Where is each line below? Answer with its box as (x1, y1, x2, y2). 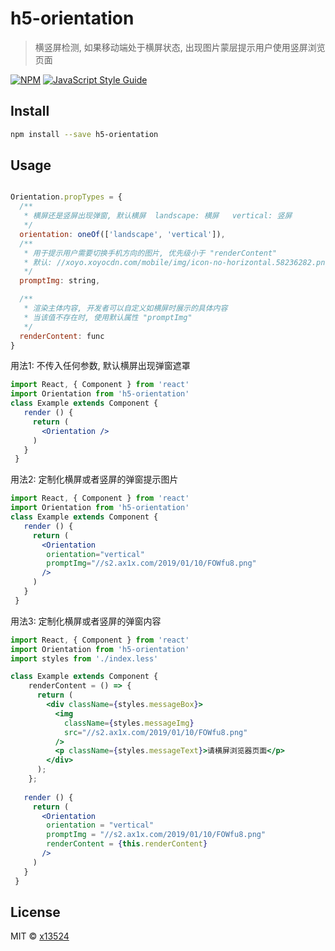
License (10, 903, 61, 921)
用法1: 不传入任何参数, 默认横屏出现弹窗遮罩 (10, 360, 191, 372)
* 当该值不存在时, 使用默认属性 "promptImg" (23, 312, 193, 322)
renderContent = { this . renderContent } (46, 839, 208, 849)
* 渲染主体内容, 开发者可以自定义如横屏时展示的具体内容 (23, 303, 228, 314)
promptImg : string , (19, 276, 101, 286)
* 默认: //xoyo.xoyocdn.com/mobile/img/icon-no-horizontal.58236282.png (23, 257, 330, 267)
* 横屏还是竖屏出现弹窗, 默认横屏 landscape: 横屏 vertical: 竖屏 (23, 211, 293, 221)
